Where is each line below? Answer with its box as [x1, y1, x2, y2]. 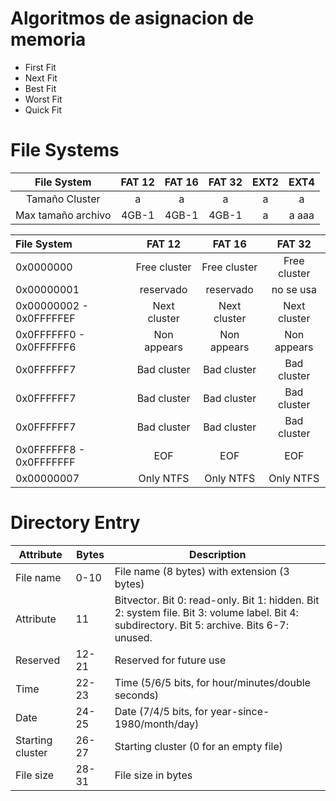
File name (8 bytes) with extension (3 [114, 564, 290, 578]
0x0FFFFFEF [15, 311, 76, 325]
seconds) [114, 688, 160, 702]
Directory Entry [10, 512, 141, 534]
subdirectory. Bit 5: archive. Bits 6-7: [114, 618, 290, 632]
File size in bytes [114, 768, 193, 782]
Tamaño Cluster [26, 192, 101, 206]
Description [189, 547, 247, 561]
